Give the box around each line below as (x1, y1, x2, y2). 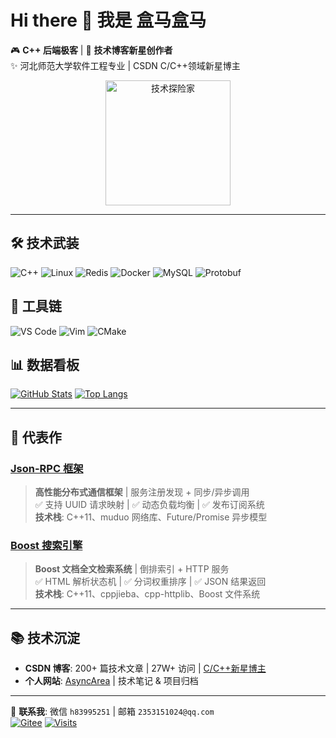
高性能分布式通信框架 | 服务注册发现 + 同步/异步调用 (34, 486, 250, 498)
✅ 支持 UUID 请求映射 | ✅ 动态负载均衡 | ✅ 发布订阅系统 (34, 499, 265, 511)
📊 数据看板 (10, 356, 80, 373)
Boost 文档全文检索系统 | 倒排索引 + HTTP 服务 (34, 563, 230, 575)
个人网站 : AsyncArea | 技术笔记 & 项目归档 (24, 675, 199, 687)
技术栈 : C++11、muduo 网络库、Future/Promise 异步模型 (34, 511, 268, 523)
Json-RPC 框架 (10, 461, 84, 475)
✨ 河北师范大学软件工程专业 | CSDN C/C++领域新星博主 (10, 59, 241, 71)
